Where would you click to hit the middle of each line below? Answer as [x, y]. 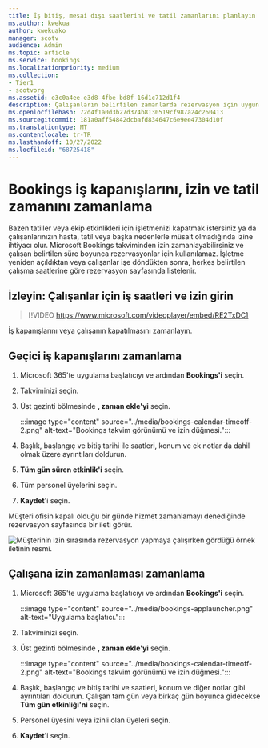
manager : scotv [34, 38]
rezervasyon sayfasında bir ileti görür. [70, 524]
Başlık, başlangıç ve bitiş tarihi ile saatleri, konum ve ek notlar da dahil [135, 446]
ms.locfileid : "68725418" [51, 150]
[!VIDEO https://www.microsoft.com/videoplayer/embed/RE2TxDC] [138, 315]
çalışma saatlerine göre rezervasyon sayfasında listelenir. [102, 271]
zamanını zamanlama [80, 206]
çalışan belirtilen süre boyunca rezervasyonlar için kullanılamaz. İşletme [126, 254]
